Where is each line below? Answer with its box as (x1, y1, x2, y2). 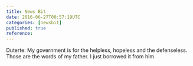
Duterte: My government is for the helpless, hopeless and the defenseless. (6, 47, 188, 54)
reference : (6, 31, 33, 37)
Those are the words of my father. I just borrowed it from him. (6, 53, 156, 60)
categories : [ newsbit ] (6, 19, 62, 25)
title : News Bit (6, 8, 46, 15)
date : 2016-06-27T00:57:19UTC (6, 14, 81, 20)
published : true (6, 25, 46, 31)
